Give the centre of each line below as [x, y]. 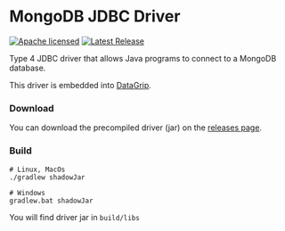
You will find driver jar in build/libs [74, 217]
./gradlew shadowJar [48, 177]
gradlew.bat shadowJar [51, 201]
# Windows [28, 193]
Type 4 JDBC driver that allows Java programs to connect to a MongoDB [143, 58]
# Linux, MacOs [37, 169]
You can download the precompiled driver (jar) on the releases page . [136, 128]
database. [28, 68]
